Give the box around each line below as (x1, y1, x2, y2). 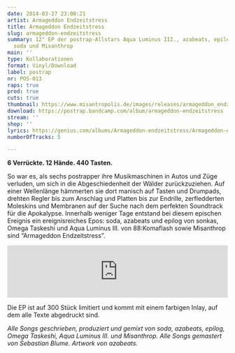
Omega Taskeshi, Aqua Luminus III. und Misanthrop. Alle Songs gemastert (7, 332, 222, 340)
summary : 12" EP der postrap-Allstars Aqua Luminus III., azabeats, (7, 36, 211, 43)
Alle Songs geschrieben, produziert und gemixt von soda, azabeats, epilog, (7, 324, 225, 333)
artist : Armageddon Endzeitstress (7, 17, 108, 24)
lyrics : (7, 127, 30, 134)
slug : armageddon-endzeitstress (7, 29, 101, 37)
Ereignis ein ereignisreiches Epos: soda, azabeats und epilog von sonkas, (7, 217, 219, 225)
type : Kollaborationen (7, 56, 73, 63)
